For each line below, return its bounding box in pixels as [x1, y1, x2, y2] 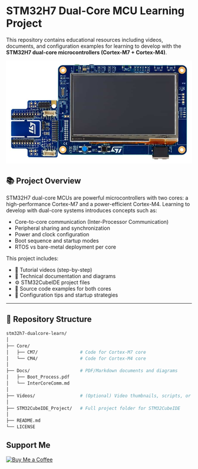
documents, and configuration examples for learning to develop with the [6, 43, 181, 50]
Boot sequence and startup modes [14, 237, 99, 245]
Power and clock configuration [14, 231, 90, 238]
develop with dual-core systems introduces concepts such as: [6, 207, 157, 214]
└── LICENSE [6, 424, 35, 430]
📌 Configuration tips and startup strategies [14, 291, 118, 299]
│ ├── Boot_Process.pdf [6, 374, 70, 380]
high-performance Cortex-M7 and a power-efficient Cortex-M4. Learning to [6, 201, 190, 208]
